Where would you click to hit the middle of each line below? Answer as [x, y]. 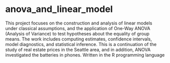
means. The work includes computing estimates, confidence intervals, [79, 39]
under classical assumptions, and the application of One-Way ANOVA [78, 28]
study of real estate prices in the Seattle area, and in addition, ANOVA [78, 49]
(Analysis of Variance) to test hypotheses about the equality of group [77, 33]
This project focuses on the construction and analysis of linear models [79, 23]
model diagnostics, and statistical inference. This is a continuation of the [81, 44]
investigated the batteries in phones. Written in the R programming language [85, 55]
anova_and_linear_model [59, 9]
